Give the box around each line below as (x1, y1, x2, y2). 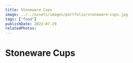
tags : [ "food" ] (5, 16, 37, 21)
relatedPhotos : (5, 26, 37, 31)
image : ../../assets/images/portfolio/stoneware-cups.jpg (5, 12, 128, 17)
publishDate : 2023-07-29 (5, 21, 57, 26)
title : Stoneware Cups (5, 7, 52, 12)
